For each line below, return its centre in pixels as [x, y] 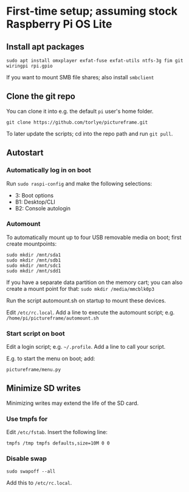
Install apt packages [46, 47]
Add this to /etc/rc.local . [39, 482]
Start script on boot [36, 333]
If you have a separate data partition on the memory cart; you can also [94, 282]
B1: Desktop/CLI [35, 202]
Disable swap [27, 458]
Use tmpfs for [27, 419]
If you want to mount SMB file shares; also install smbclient [80, 77]
